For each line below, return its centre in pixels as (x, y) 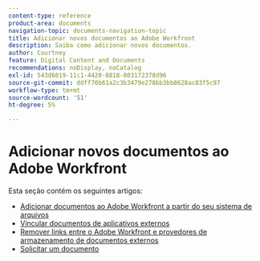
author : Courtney (37, 53)
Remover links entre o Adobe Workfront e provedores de (113, 232)
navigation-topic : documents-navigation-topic (87, 30)
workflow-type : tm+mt (45, 90)
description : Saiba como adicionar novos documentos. (100, 46)
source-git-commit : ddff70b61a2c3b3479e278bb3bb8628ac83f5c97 (114, 82)
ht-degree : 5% (32, 105)
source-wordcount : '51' (48, 98)
